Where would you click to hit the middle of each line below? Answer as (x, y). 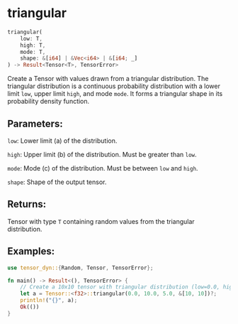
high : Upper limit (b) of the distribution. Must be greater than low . (102, 155)
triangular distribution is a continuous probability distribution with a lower (114, 86)
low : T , (31, 38)
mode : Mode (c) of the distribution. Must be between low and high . (103, 168)
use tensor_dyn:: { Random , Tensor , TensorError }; (80, 268)
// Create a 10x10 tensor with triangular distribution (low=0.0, (120, 287)
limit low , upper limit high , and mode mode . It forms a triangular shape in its (115, 94)
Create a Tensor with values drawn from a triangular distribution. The (108, 79)
